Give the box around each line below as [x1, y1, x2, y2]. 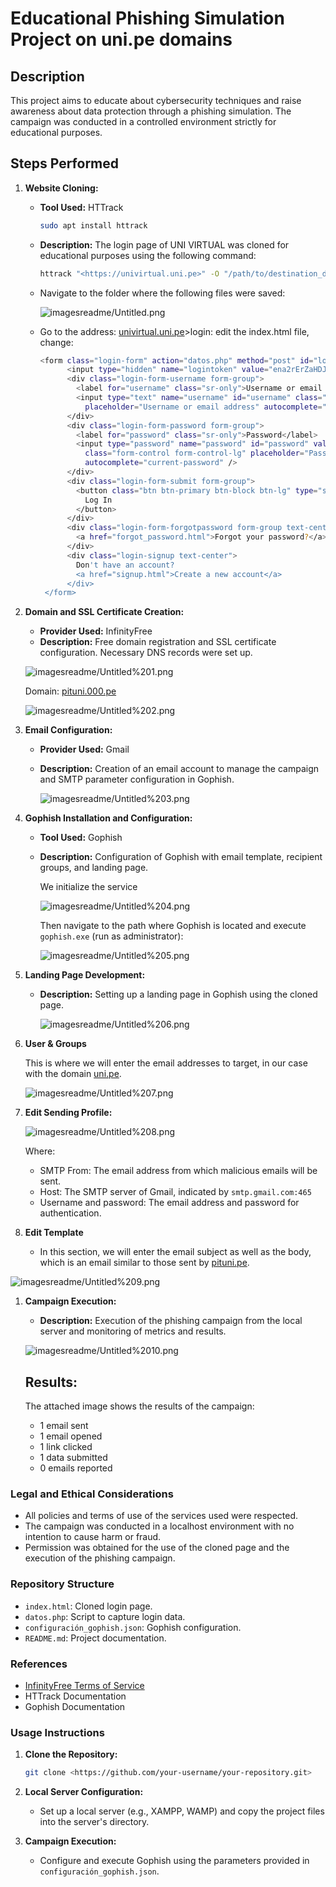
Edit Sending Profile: [24, 1107, 113, 1119]
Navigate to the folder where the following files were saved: [39, 287, 286, 299]
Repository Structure [10, 1577, 115, 1591]
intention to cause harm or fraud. [24, 1531, 162, 1543]
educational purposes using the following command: [39, 249, 257, 261]
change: [39, 336, 74, 348]
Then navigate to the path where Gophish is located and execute [39, 920, 307, 932]
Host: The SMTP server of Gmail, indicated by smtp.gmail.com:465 [39, 1186, 312, 1198]
